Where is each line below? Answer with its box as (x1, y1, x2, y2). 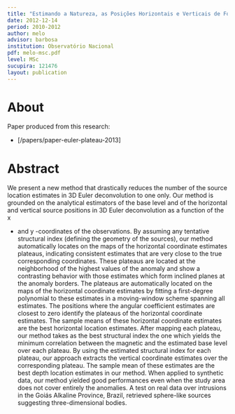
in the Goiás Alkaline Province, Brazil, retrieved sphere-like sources (17, 391, 211, 400)
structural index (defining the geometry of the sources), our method (17, 234, 213, 243)
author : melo (7, 29, 45, 37)
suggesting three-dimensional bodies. (17, 399, 127, 407)
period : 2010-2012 (7, 23, 61, 30)
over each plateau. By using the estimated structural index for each (17, 347, 211, 355)
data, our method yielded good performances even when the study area (17, 376, 226, 385)
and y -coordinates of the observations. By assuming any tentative (17, 227, 210, 236)
